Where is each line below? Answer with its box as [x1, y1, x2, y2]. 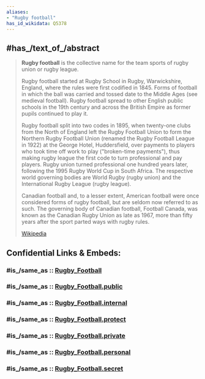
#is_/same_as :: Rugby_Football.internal [6, 299, 127, 307]
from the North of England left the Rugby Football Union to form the [21, 128, 192, 136]
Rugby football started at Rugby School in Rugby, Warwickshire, [21, 78, 182, 85]
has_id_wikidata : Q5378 [6, 20, 67, 26]
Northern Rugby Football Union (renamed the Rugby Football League [21, 135, 195, 142]
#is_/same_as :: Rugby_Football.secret [6, 364, 124, 373]
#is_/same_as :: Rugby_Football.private [6, 331, 125, 340]
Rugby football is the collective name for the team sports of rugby [21, 59, 188, 67]
